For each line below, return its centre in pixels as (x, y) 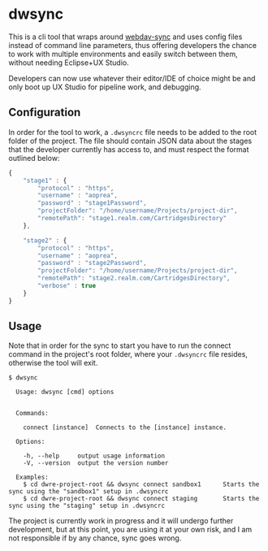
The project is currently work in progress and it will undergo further (121, 521)
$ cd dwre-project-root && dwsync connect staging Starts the (141, 499)
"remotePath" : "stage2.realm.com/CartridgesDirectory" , (134, 278)
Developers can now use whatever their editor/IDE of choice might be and (132, 78)
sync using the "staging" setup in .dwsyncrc (86, 506)
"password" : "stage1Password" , (93, 203)
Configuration (45, 113)
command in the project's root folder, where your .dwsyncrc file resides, (128, 354)
